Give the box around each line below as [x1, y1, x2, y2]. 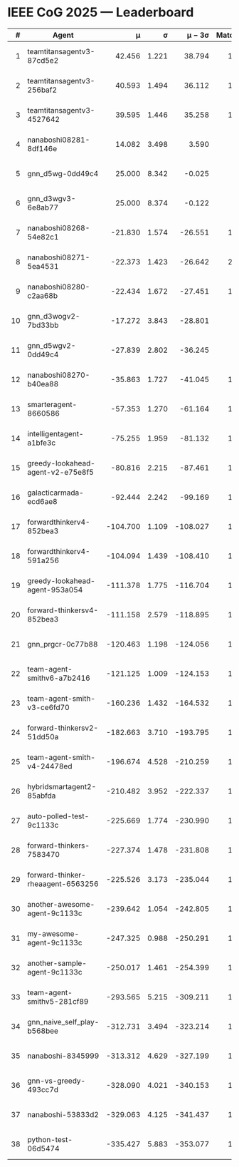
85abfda [27, 791, 56, 801]
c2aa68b [27, 290, 58, 300]
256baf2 [27, 85, 58, 95]
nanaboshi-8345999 [27, 1051, 100, 1061]
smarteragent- [27, 399, 78, 409]
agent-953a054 [27, 585, 83, 595]
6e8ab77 [27, 202, 59, 212]
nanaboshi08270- [27, 370, 90, 380]
